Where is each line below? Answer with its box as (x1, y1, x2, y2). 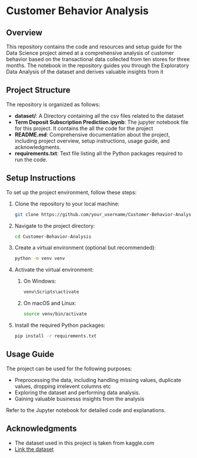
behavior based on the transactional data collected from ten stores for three (6, 56, 190, 62)
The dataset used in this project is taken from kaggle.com (14, 439, 155, 446)
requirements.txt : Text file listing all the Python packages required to (14, 150, 183, 157)
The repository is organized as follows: (6, 101, 101, 108)
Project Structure (6, 85, 71, 95)
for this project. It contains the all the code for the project (14, 125, 153, 132)
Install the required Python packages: (14, 322, 106, 328)
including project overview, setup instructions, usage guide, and (14, 137, 170, 144)
